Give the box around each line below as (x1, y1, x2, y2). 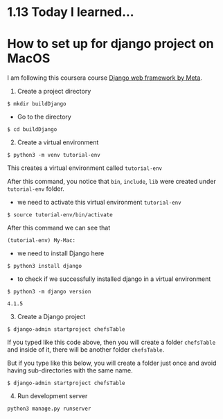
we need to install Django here (17, 249, 105, 257)
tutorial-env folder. (7, 185, 64, 193)
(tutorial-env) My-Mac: (7, 237, 76, 244)
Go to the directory (17, 112, 71, 121)
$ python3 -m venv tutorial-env (7, 152, 100, 159)
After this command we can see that (7, 223, 111, 232)
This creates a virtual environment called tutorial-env (7, 164, 163, 172)
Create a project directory (17, 87, 91, 96)
